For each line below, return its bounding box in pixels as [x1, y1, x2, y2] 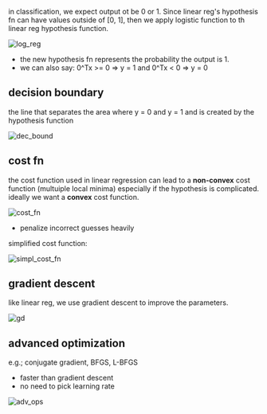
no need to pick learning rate [19, 381, 116, 391]
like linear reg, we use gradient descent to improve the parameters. [8, 298, 229, 307]
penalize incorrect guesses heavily [19, 223, 135, 232]
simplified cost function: [8, 238, 88, 248]
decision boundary [8, 86, 104, 100]
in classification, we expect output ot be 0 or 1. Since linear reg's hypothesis [8, 7, 259, 16]
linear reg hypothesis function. [8, 24, 109, 33]
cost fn [8, 154, 45, 168]
